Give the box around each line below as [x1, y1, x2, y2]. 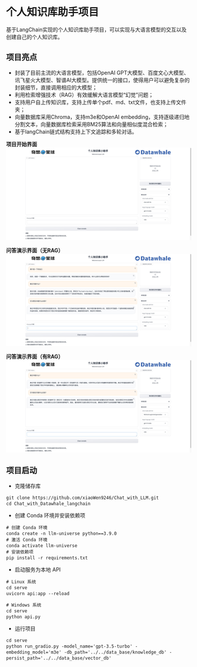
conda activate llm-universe [6, 543, 78, 548]
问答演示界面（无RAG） [6, 247, 64, 254]
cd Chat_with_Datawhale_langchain [6, 501, 91, 507]
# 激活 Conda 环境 [6, 537, 48, 543]
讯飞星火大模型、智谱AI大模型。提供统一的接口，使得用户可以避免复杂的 [14, 76, 190, 83]
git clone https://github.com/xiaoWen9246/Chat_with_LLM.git [6, 495, 159, 501]
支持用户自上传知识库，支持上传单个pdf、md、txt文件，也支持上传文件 [14, 98, 187, 106]
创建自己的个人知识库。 [6, 33, 63, 40]
